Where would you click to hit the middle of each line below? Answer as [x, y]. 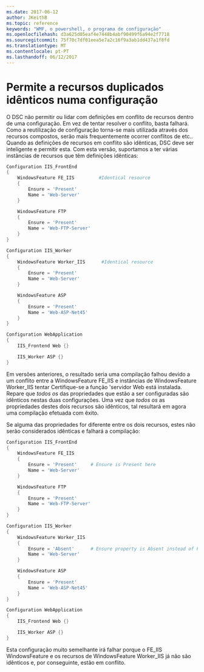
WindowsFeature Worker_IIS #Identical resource [85, 262]
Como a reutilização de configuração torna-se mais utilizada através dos [97, 130]
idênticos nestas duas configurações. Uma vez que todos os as [86, 400]
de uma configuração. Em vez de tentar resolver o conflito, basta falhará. [98, 123]
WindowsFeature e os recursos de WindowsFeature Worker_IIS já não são [99, 656]
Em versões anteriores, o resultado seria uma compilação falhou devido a [98, 374]
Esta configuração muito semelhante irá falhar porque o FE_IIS [84, 650]
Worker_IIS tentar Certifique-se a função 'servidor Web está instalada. [94, 387]
